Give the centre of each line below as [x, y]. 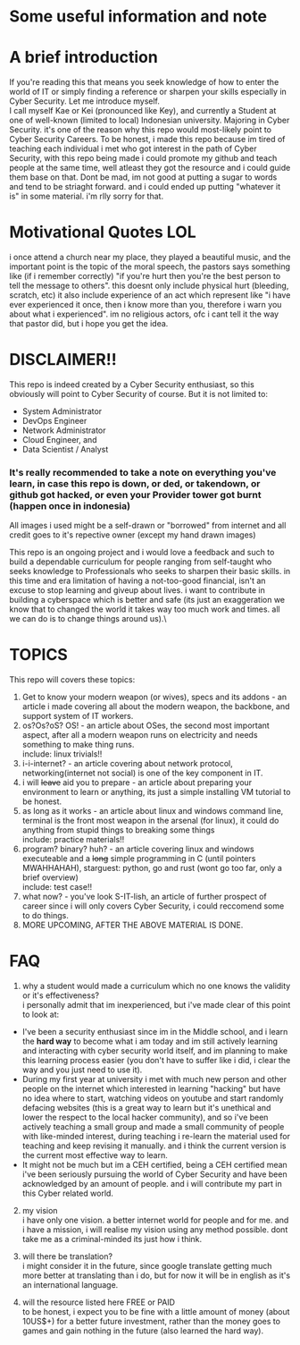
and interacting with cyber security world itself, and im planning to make [155, 1051]
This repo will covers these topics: [72, 680]
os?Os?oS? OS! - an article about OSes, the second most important [146, 725]
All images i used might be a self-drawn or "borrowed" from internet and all [148, 526]
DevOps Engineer [54, 421]
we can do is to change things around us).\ [88, 619]
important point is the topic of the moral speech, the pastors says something [150, 266]
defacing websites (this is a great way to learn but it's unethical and [146, 1108]
